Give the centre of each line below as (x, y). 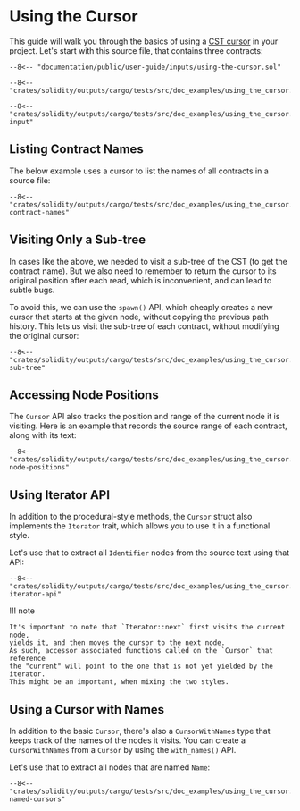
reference (28, 659)
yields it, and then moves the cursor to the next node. (117, 643)
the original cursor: (44, 335)
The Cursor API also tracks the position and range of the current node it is (145, 417)
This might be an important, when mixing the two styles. (119, 682)
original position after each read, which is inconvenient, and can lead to (141, 280)
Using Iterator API (59, 495)
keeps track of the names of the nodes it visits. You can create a (128, 740)
